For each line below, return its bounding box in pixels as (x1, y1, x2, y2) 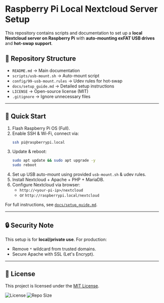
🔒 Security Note (5, 221, 54, 229)
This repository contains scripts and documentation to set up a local (5, 30, 143, 36)
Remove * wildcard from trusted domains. (12, 246, 96, 252)
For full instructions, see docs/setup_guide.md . (5, 202, 98, 208)
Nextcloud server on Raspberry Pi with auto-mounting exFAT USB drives (5, 35, 155, 41)
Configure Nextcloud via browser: (12, 182, 81, 188)
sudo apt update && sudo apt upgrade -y (12, 158, 96, 163)
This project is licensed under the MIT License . (5, 282, 100, 289)
